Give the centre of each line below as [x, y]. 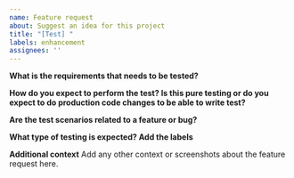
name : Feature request [51, 17]
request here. [34, 164]
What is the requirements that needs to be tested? [104, 76]
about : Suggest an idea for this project [87, 26]
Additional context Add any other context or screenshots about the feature [147, 154]
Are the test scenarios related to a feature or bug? [103, 120]
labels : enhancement [48, 42]
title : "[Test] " [41, 34]
